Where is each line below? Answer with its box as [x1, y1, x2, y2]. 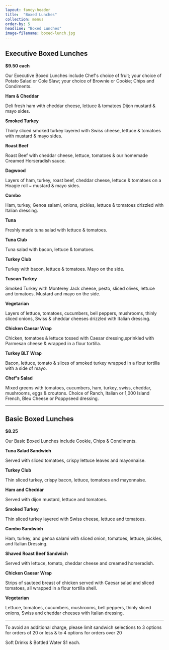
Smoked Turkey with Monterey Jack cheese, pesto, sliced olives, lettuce [5, 285, 155, 291]
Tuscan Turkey [5, 275, 37, 282]
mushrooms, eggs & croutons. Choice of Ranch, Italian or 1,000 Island [5, 390, 150, 396]
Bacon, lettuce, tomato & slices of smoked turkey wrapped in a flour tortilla [5, 360, 160, 366]
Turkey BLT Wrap [5, 350, 42, 356]
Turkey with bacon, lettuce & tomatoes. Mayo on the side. [5, 266, 125, 272]
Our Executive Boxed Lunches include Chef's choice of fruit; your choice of [5, 72, 162, 78]
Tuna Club [5, 236, 27, 242]
